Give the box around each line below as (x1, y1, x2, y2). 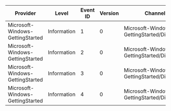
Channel (145, 10, 165, 17)
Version (99, 10, 119, 17)
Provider (14, 10, 36, 17)
